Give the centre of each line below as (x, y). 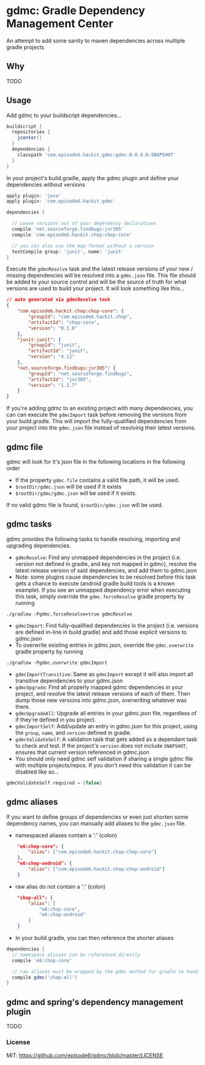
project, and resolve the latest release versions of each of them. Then (103, 693)
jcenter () (30, 138)
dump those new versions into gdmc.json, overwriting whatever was (101, 700)
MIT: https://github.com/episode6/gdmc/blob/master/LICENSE (85, 1056)
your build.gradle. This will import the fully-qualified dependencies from (97, 421)
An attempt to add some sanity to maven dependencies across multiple (96, 40)
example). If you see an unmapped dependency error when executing (103, 590)
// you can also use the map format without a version (83, 246)
